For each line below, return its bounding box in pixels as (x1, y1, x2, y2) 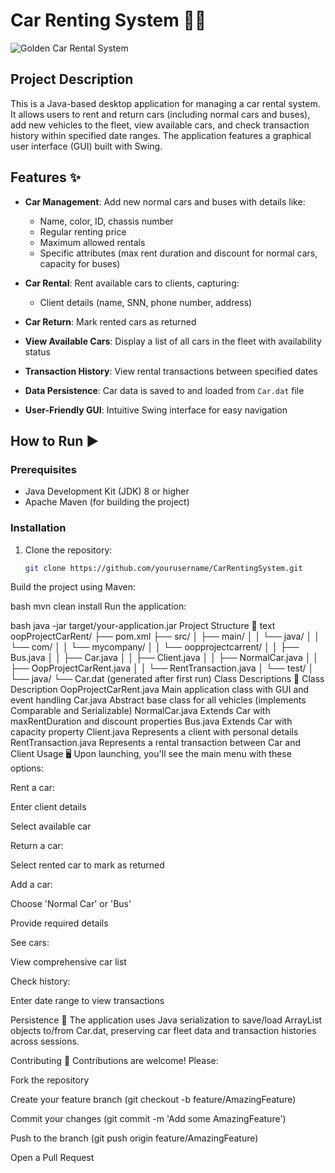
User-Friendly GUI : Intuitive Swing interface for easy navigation (24, 404, 288, 416)
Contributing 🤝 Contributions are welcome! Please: (10, 1055, 219, 1067)
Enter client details (10, 801, 87, 813)
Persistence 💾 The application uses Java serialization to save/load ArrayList (10, 1014, 323, 1026)
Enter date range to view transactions (10, 995, 165, 1007)
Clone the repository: (24, 544, 113, 556)
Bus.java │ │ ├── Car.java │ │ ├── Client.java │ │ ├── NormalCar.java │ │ (10, 652, 320, 664)
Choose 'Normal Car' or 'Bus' (10, 898, 132, 910)
